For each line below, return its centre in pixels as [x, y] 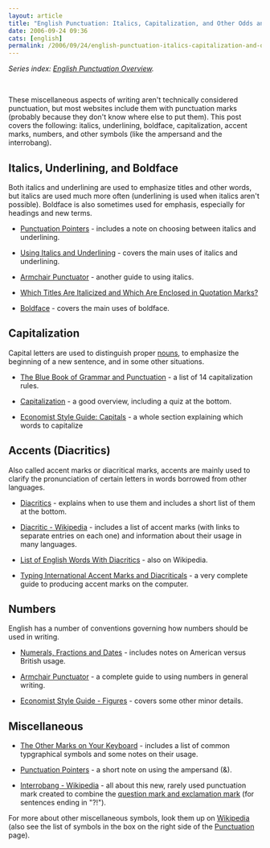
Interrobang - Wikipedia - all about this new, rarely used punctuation [133, 785]
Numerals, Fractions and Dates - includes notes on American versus [133, 652]
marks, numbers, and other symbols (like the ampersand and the [115, 134]
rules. [29, 385]
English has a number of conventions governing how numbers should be [128, 628]
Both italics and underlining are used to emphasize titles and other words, [130, 187]
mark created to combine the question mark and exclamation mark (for [137, 794]
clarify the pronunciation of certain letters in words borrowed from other [128, 478]
